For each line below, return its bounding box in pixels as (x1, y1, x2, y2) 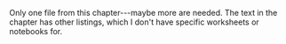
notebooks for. (9, 26, 63, 36)
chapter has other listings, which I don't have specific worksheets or (9, 17, 259, 27)
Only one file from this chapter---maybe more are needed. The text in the (9, 8, 278, 18)
